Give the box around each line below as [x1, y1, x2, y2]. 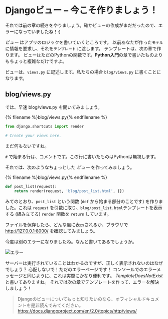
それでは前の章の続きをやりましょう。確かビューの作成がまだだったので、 [5, 22, 159, 28]
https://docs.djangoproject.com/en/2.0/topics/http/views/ [17, 308, 137, 314]
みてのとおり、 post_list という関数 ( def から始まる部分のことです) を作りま [5, 199, 163, 205]
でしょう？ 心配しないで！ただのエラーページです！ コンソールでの [5, 267, 144, 273]
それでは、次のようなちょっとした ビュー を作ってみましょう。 [5, 164, 134, 170]
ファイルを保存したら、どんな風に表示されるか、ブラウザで [5, 222, 128, 228]
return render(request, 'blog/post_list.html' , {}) [14, 188, 124, 194]
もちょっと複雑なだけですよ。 [5, 58, 67, 64]
